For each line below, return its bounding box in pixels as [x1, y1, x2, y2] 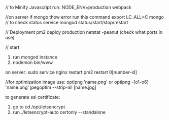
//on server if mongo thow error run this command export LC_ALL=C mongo [5, 14, 164, 20]
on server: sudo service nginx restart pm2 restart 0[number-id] [5, 69, 137, 75]
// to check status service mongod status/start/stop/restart [5, 20, 128, 25]
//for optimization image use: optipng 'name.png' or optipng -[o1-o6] [5, 79, 149, 85]
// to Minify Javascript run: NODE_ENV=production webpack [5, 5, 132, 10]
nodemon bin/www [12, 59, 53, 65]
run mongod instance [12, 54, 57, 60]
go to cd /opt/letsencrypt [12, 104, 65, 110]
